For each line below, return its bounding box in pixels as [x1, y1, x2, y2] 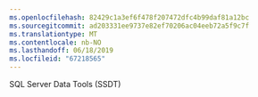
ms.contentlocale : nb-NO [9, 37, 102, 47]
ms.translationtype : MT [9, 29, 98, 38]
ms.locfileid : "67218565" [9, 54, 105, 63]
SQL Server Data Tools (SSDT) [9, 79, 121, 89]
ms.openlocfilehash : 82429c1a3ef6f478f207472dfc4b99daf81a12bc [9, 12, 250, 22]
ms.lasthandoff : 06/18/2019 [9, 46, 114, 55]
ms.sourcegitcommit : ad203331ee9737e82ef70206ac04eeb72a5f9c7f [9, 21, 250, 30]
